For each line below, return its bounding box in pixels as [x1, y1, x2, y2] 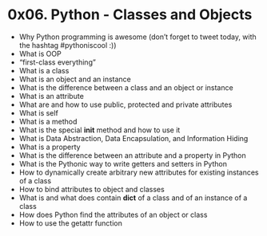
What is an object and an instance [18, 74, 131, 84]
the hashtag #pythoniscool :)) [18, 40, 117, 49]
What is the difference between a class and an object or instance [18, 82, 233, 92]
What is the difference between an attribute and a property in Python [18, 150, 247, 160]
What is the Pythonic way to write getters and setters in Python [18, 159, 227, 168]
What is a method [18, 116, 78, 126]
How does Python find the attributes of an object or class [18, 210, 208, 219]
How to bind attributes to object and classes [18, 184, 165, 194]
